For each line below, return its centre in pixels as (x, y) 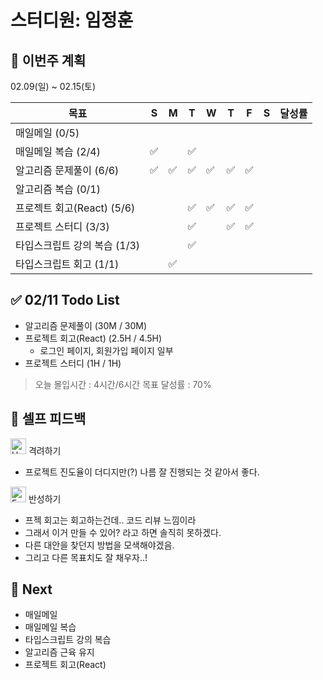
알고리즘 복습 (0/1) (58, 189)
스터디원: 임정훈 (72, 20)
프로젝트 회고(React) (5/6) (75, 208)
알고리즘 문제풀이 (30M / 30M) (86, 325)
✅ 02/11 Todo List (65, 300)
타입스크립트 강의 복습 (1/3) (78, 245)
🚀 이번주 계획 (48, 60)
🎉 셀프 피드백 (48, 419)
